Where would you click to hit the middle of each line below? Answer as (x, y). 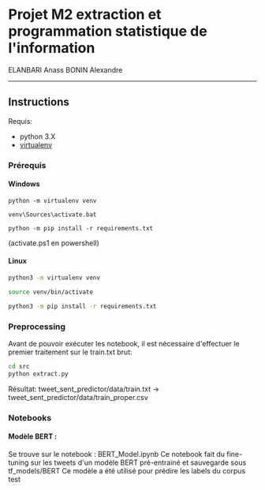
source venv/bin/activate (50, 292)
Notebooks (30, 417)
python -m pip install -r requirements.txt (81, 228)
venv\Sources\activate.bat (52, 215)
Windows (24, 184)
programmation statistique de (108, 31)
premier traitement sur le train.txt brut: (70, 352)
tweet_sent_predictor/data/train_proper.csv (78, 397)
